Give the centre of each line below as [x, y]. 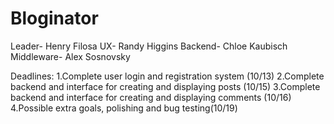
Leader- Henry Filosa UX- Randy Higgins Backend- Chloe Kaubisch [149, 46]
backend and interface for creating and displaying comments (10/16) [151, 97]
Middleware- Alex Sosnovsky [70, 56]
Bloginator [54, 18]
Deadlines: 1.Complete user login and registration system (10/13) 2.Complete [167, 76]
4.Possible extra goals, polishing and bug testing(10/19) [124, 108]
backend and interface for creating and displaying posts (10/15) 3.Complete [165, 86]
